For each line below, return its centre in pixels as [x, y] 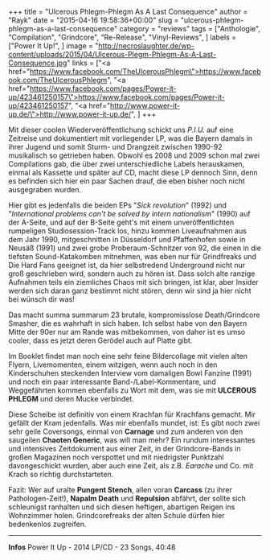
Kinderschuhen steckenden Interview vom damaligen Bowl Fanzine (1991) [130, 373]
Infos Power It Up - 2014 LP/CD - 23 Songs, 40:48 [92, 547]
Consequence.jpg [38, 63]
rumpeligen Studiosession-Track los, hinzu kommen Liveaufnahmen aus [128, 231]
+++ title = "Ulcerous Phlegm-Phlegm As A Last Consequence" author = [128, 12]
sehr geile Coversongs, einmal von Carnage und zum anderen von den [126, 431]
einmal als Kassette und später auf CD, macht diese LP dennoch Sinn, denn [133, 173]
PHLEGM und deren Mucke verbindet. [71, 399]
